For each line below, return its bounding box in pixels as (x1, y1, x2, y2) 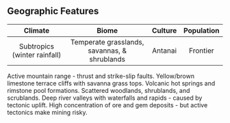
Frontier (189, 46, 214, 55)
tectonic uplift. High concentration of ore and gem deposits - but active (7, 100, 208, 109)
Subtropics (19, 41, 55, 51)
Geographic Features (7, 5, 99, 17)
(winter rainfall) (12, 50, 62, 59)
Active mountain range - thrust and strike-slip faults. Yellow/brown (7, 72, 195, 80)
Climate (23, 25, 50, 35)
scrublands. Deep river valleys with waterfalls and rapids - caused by (7, 94, 203, 102)
